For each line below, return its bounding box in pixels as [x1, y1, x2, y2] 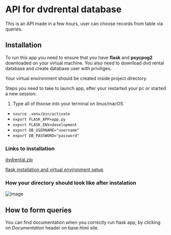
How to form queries [5, 206, 72, 215]
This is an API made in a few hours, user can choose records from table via [5, 20, 163, 27]
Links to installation [5, 145, 55, 152]
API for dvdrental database [5, 4, 121, 15]
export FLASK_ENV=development [12, 122, 78, 127]
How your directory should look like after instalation [5, 179, 137, 186]
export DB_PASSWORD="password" [12, 133, 80, 138]
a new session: [5, 91, 37, 97]
